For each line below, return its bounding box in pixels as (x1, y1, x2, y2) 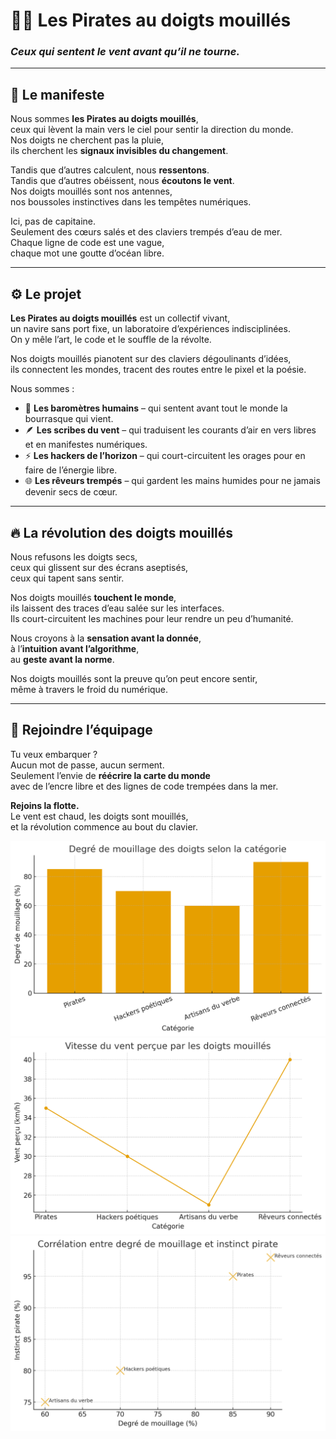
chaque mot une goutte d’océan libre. (10, 247, 165, 259)
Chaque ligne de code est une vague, (10, 237, 165, 249)
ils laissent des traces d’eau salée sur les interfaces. (10, 602, 225, 614)
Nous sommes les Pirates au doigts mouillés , (10, 113, 199, 125)
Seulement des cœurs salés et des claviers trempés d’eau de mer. (10, 226, 283, 238)
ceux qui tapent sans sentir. (10, 572, 125, 584)
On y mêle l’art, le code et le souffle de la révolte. (10, 334, 212, 346)
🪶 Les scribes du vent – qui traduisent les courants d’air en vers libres (24, 424, 317, 436)
